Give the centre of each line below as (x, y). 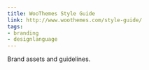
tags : (15, 26)
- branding (23, 33)
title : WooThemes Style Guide (51, 14)
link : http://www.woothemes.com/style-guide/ (74, 20)
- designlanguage (33, 40)
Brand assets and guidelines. (49, 59)
